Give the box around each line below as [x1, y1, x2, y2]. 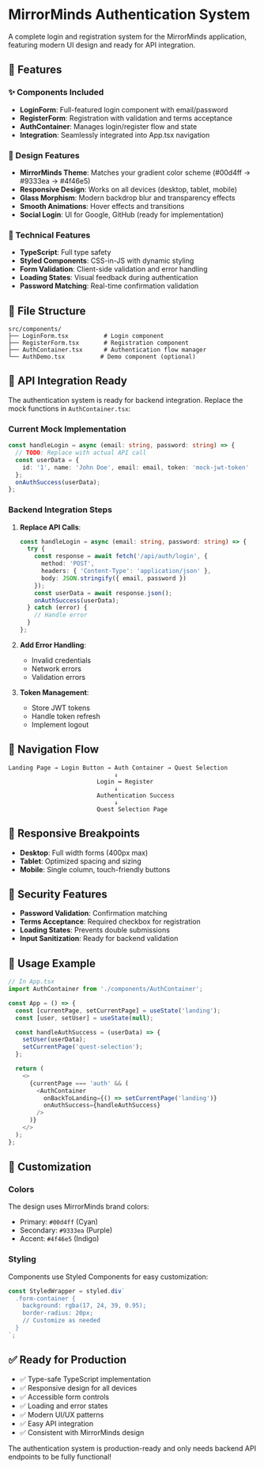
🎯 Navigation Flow [8, 742, 100, 757]
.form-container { [15, 1294, 77, 1303]
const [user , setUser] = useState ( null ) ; [15, 1014, 154, 1022]
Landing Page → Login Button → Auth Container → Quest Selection [8, 764, 228, 772]
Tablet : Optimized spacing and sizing [19, 856, 141, 866]
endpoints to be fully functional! [8, 1452, 112, 1461]
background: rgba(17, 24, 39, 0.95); [22, 1302, 147, 1310]
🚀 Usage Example [8, 956, 96, 970]
